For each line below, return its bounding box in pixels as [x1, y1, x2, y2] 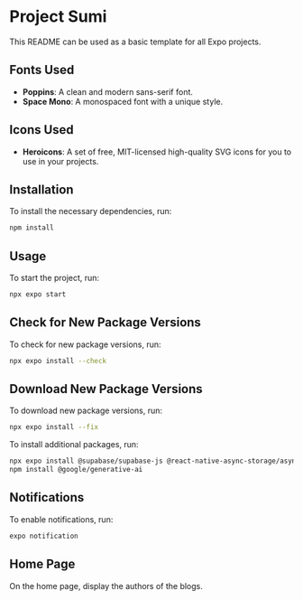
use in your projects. [22, 155, 99, 166]
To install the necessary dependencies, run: [9, 206, 172, 217]
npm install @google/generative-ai [9, 465, 143, 474]
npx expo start [9, 290, 67, 299]
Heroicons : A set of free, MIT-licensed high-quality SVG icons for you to [22, 146, 291, 157]
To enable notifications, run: [9, 513, 114, 525]
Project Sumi [9, 6, 107, 27]
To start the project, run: [9, 273, 100, 284]
